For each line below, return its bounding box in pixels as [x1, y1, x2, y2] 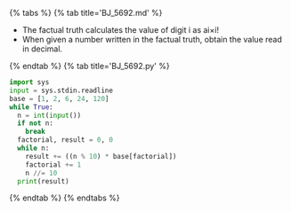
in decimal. [21, 43, 63, 54]
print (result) [17, 176, 69, 185]
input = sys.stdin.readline [9, 86, 114, 95]
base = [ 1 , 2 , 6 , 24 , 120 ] [9, 94, 109, 103]
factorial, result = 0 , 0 [17, 136, 114, 145]
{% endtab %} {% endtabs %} [9, 192, 120, 203]
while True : [9, 102, 53, 112]
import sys [9, 78, 50, 87]
